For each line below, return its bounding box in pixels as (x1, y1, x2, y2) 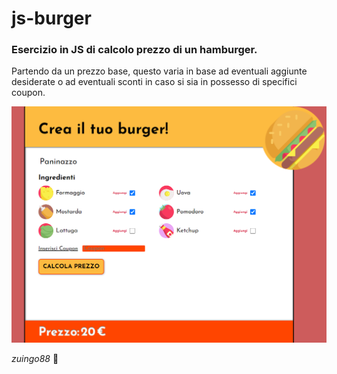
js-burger (11, 7, 92, 30)
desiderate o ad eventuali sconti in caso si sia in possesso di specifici (11, 76, 298, 88)
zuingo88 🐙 (11, 352, 59, 364)
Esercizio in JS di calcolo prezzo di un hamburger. (11, 43, 258, 57)
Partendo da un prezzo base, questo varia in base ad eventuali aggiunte (11, 65, 308, 77)
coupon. (11, 87, 46, 99)
